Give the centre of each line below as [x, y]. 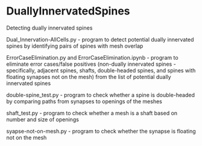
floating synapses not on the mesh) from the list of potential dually [89, 77]
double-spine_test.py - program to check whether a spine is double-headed [100, 95]
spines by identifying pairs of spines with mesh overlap [75, 46]
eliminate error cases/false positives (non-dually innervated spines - [91, 64]
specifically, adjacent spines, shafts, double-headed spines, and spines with [101, 70]
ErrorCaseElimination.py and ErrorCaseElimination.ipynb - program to [93, 57]
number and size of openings [43, 119]
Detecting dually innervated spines [49, 28]
